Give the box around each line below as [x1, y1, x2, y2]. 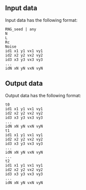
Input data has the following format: [5, 17, 78, 23]
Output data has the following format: [5, 92, 82, 98]
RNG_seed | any [5, 27, 37, 32]
